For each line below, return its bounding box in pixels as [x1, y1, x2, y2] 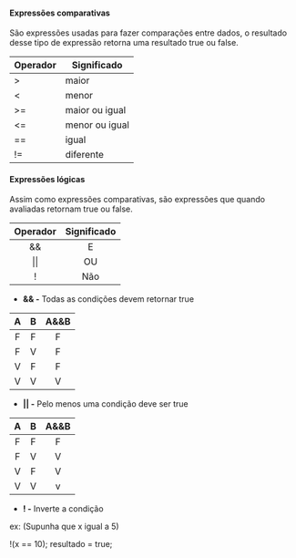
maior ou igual [65, 104, 127, 117]
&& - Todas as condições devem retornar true [22, 294, 194, 305]
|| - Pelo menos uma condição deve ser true [22, 398, 189, 409]
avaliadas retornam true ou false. [9, 203, 134, 214]
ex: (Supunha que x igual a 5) [9, 521, 120, 532]
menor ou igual [65, 119, 130, 131]
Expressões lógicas [9, 173, 86, 184]
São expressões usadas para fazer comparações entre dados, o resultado [9, 27, 288, 38]
